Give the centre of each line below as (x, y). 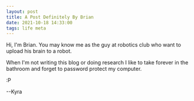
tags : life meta (26, 28)
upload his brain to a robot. (39, 51)
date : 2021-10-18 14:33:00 (39, 22)
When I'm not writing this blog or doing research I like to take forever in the (97, 63)
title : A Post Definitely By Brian (50, 17)
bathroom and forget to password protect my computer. (74, 69)
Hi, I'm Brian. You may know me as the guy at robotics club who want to (94, 45)
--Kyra (14, 92)
